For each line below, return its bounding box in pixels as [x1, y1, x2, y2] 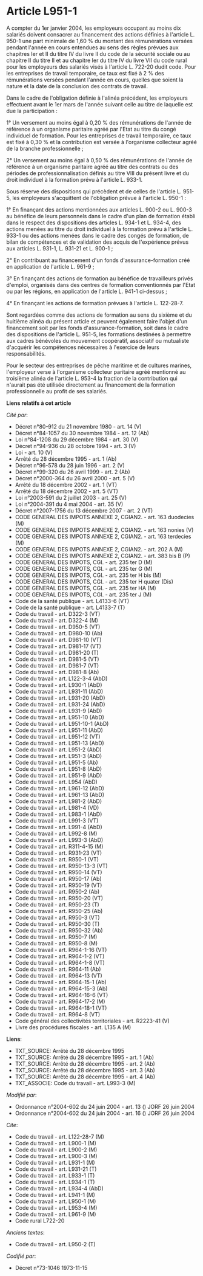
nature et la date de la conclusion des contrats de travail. [6, 82, 148, 89]
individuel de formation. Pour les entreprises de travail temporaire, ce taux [6, 132, 191, 139]
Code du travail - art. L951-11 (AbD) [15, 726, 103, 734]
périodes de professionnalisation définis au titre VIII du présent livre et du [6, 169, 190, 177]
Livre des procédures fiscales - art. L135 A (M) [15, 1023, 131, 1031]
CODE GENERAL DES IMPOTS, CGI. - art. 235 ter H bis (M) [15, 571, 162, 579]
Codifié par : [6, 1252, 36, 1260]
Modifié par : [6, 1091, 38, 1098]
